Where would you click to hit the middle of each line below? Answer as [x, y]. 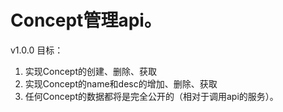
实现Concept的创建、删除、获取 [91, 71]
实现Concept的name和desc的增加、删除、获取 [121, 83]
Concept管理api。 [86, 20]
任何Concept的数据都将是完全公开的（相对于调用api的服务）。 [151, 96]
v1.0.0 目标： [37, 50]
